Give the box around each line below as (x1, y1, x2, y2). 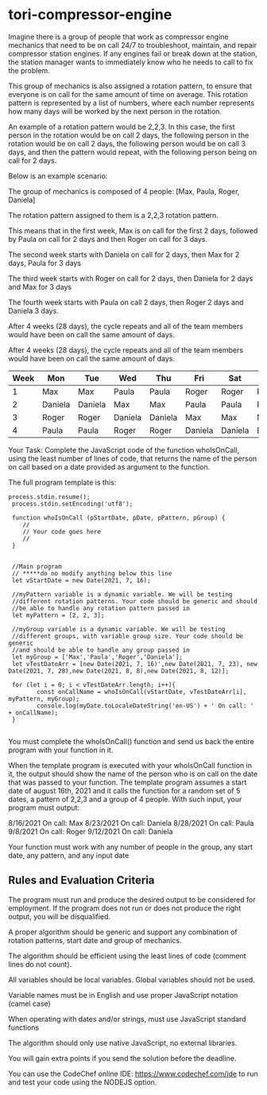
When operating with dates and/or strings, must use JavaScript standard (8, 1014, 246, 1023)
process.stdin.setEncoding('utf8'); (11, 500, 133, 508)
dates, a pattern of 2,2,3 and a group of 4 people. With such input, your (8, 794, 242, 804)
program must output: (8, 802, 80, 812)
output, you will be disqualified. (8, 911, 111, 921)
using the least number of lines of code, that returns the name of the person (8, 454, 257, 463)
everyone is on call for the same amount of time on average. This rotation (8, 89, 249, 99)
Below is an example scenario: (8, 171, 108, 181)
